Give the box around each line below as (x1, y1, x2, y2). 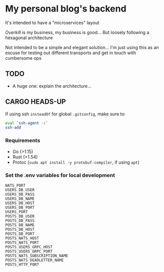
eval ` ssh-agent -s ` (5, 120, 49, 125)
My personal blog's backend (5, 3, 127, 15)
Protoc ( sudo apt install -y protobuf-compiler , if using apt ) (12, 159, 139, 165)
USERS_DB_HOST (5, 200, 35, 206)
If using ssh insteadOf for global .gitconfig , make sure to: (5, 111, 126, 117)
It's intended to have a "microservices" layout (5, 20, 99, 26)
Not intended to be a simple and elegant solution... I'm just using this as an (5, 44, 159, 50)
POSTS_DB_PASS (5, 218, 35, 223)
